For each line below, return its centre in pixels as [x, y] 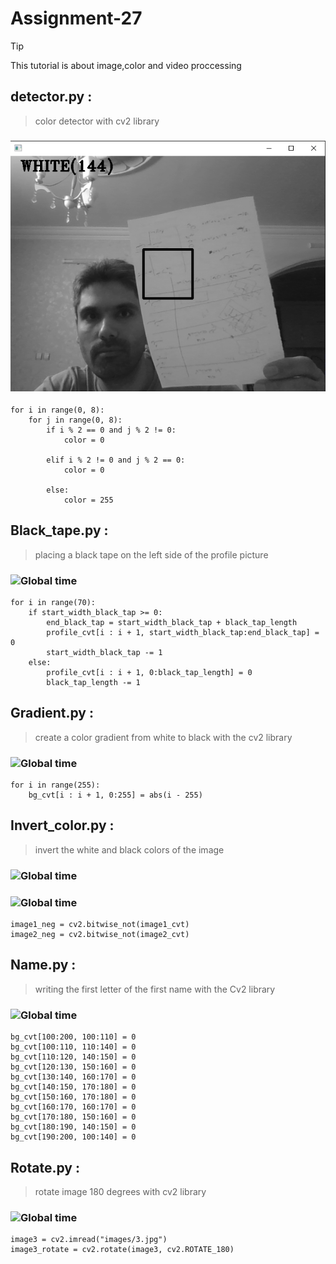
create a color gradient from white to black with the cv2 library [163, 737]
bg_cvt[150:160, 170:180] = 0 [73, 1097]
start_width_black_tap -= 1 [104, 652]
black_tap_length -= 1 [93, 682]
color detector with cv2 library [97, 121]
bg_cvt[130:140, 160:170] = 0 [73, 1077]
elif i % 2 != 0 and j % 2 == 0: [116, 460]
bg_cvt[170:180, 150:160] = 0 [73, 1117]
